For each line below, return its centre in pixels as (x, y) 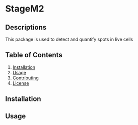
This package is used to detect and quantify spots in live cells (69, 39)
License (21, 83)
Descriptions (26, 27)
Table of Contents (34, 55)
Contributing (25, 78)
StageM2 (25, 9)
